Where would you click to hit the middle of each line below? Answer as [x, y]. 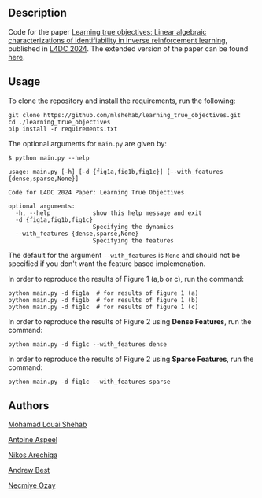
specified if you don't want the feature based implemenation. [107, 264]
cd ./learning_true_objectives [59, 122]
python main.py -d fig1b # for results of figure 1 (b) [103, 300]
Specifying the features [133, 240]
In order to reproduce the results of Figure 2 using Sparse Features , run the [131, 359]
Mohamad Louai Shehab [48, 425]
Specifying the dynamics [133, 227]
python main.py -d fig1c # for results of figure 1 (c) [103, 307]
